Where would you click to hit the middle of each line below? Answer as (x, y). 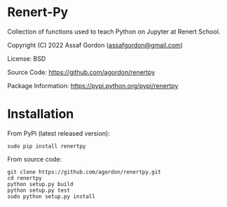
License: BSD (27, 58)
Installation (41, 114)
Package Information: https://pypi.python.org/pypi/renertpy (93, 85)
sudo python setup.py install (51, 197)
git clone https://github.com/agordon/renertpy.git (84, 172)
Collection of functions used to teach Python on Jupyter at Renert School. (114, 31)
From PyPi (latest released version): (59, 133)
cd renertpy (25, 178)
